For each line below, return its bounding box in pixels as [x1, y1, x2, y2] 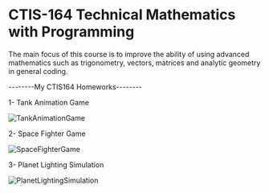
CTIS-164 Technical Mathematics [8, 6, 236, 24]
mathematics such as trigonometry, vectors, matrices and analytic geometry [8, 58, 261, 68]
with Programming [8, 23, 135, 41]
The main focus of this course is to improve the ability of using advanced [8, 49, 250, 59]
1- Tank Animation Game [8, 97, 90, 107]
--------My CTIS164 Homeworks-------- [8, 82, 143, 92]
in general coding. [8, 66, 68, 76]
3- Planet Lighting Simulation [8, 159, 104, 170]
